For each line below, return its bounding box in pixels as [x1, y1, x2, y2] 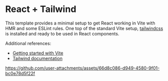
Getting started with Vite [12, 50, 64, 56]
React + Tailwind [5, 3, 77, 15]
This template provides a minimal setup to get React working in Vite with [5, 20, 155, 26]
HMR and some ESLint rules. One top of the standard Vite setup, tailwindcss [5, 25, 163, 31]
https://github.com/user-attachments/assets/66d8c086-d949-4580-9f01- [5, 65, 160, 71]
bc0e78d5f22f [5, 70, 35, 76]
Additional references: [5, 40, 51, 46]
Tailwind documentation [12, 55, 63, 61]
